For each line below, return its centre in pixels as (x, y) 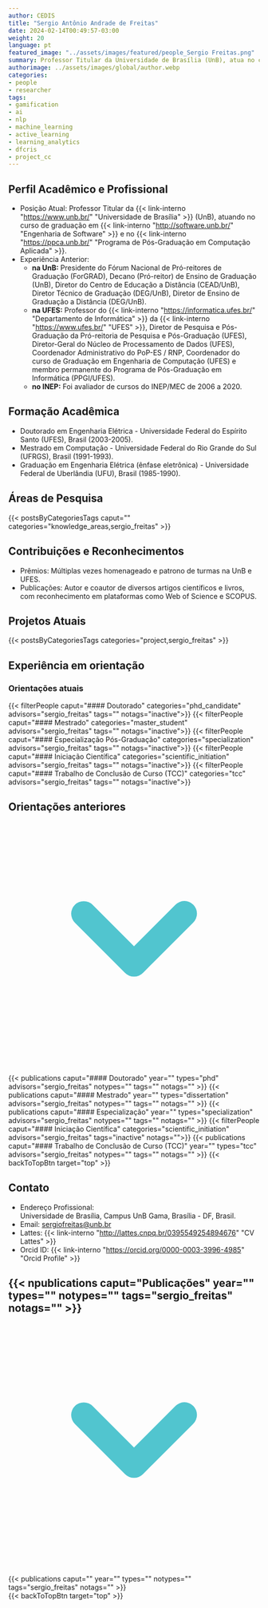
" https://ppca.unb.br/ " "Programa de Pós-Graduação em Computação (135, 242)
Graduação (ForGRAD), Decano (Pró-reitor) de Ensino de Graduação (144, 276)
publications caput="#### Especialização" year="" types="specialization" (131, 1112)
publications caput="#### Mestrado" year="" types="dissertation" (118, 1094)
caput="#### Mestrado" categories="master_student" (98, 723)
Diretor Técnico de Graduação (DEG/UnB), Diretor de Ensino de (136, 293)
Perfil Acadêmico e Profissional (88, 189)
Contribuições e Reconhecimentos (97, 552)
